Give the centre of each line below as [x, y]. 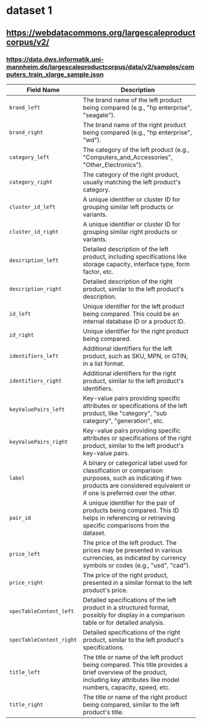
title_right [26, 704]
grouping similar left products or [128, 207]
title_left [25, 672]
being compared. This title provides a [136, 664]
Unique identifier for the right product [136, 331]
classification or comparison [123, 470]
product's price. [106, 590]
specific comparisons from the [126, 525]
